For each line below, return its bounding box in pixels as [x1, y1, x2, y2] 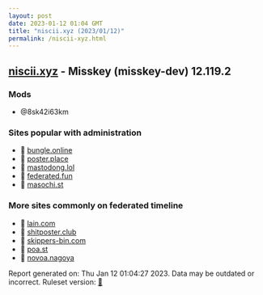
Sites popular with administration [8, 127, 142, 138]
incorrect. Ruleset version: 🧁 [8, 276, 103, 287]
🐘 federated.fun [19, 171, 73, 181]
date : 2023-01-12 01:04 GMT [8, 19, 104, 27]
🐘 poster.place [19, 154, 69, 164]
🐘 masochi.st [19, 179, 64, 190]
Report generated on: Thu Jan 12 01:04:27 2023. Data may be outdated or [8, 268, 255, 278]
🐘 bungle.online [19, 145, 73, 155]
